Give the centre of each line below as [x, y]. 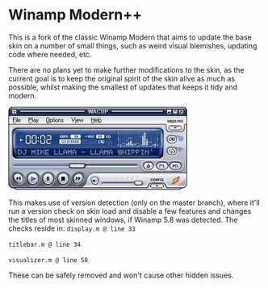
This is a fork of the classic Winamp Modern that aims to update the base [130, 37]
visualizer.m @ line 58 [48, 260]
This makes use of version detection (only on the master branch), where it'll [134, 202]
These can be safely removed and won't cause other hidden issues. [121, 275]
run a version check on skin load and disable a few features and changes [130, 211]
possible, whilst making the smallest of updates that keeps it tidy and [123, 87]
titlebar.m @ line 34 [45, 244]
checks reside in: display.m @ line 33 [72, 228]
